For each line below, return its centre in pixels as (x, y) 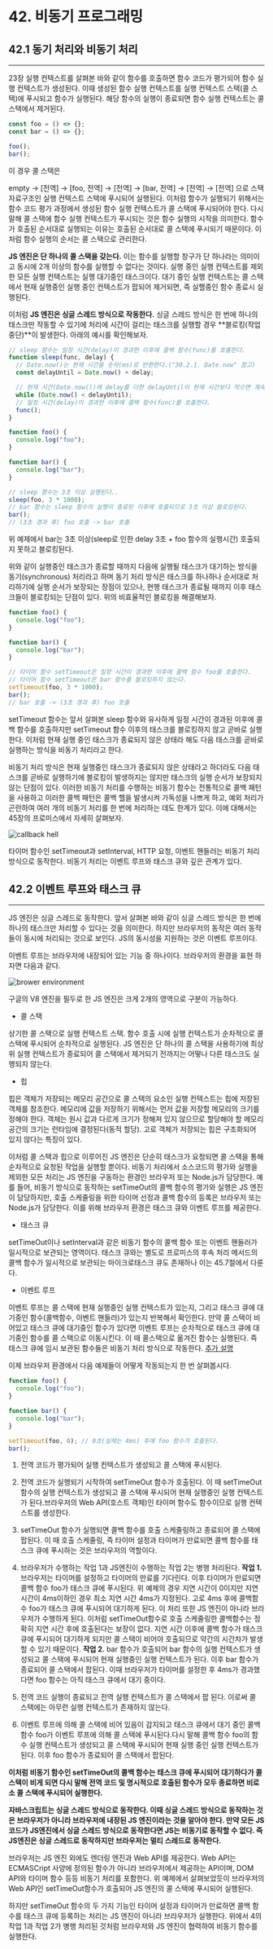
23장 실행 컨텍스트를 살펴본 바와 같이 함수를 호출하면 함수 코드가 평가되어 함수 (132, 78)
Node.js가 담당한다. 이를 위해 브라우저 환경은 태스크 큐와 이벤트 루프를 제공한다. (135, 1208)
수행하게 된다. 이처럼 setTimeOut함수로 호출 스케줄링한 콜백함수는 (147, 1619)
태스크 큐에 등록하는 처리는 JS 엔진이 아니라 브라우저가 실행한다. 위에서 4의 (143, 1916)
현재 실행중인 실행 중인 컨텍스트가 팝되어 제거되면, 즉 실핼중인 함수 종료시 (139, 287)
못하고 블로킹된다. (45, 549)
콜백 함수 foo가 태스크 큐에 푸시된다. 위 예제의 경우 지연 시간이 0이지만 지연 (139, 1588)
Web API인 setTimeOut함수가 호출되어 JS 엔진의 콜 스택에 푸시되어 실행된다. (131, 1889)
